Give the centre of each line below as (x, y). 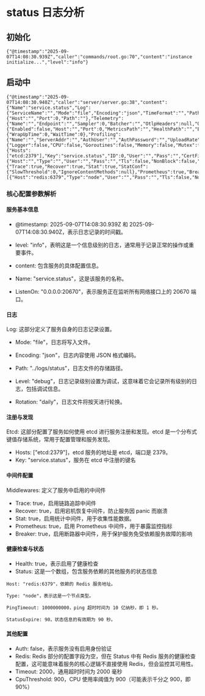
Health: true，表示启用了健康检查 (57, 563)
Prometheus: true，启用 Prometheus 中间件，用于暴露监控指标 (94, 526)
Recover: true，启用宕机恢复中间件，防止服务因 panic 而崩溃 (91, 511)
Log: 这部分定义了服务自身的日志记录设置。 (61, 329)
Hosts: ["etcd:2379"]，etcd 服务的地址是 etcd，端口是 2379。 (93, 452)
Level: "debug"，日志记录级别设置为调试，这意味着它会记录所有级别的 (103, 381)
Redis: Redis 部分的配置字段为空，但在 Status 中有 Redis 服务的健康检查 (106, 656)
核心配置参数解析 (31, 193)
